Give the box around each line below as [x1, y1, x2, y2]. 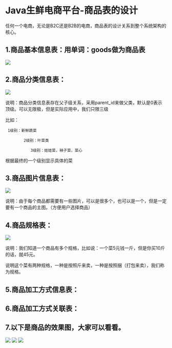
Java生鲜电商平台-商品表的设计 [5, 5, 138, 16]
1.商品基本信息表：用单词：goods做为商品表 [5, 46, 146, 54]
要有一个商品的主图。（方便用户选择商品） [5, 204, 93, 211]
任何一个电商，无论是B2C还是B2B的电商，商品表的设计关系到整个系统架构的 [5, 23, 166, 29]
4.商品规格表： [5, 221, 53, 230]
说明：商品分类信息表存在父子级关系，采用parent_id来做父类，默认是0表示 [5, 99, 163, 106]
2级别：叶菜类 [24, 138, 49, 143]
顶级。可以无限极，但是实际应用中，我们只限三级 [5, 106, 109, 112]
